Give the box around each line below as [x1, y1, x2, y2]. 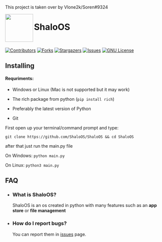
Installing [5, 62, 35, 70]
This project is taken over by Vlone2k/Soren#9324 [5, 4, 108, 10]
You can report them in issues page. [12, 231, 87, 237]
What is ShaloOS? [12, 191, 57, 198]
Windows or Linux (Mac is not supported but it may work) [12, 86, 130, 92]
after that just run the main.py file [5, 143, 73, 149]
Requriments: [5, 75, 34, 81]
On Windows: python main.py [5, 153, 65, 159]
